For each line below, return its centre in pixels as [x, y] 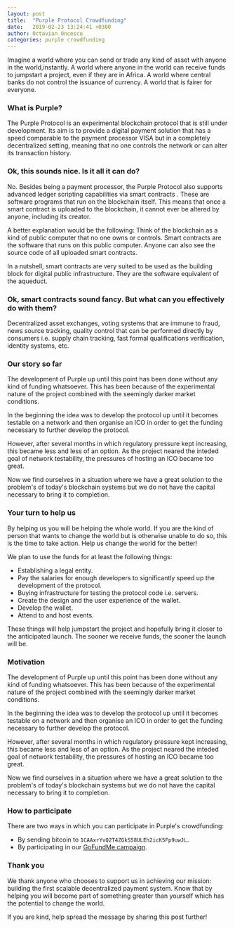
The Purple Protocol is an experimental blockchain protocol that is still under [117, 123]
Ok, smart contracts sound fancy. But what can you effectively [116, 299]
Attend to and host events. [55, 615]
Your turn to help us [41, 513]
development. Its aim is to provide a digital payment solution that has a [109, 131]
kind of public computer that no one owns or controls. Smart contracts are [114, 237]
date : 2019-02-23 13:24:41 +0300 [59, 27]
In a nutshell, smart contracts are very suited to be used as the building [110, 266]
